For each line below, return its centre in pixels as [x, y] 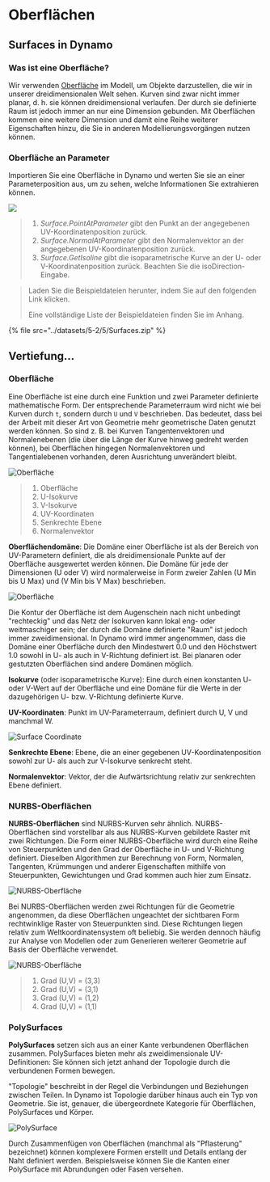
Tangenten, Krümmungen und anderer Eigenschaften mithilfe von [117, 867]
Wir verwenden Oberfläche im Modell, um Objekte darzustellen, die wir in [131, 85]
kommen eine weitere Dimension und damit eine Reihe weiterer [113, 120]
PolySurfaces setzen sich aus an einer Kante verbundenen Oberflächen [129, 1045]
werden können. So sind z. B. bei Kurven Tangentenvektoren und [116, 431]
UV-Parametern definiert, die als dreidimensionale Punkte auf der [117, 555]
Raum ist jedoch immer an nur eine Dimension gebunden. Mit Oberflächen [132, 111]
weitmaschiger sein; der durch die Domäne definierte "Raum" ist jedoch [128, 629]
